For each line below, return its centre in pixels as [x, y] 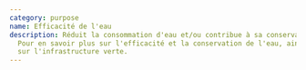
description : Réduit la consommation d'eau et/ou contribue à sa [136, 35]
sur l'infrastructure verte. [73, 52]
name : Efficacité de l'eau [61, 26]
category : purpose [44, 18]
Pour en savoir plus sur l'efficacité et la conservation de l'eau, [150, 43]
